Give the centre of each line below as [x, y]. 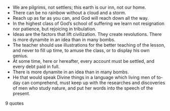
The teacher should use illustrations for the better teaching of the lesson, [89, 45]
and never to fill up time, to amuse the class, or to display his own [81, 50]
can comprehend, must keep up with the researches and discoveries [93, 83]
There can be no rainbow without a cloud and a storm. [69, 13]
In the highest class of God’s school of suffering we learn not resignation [89, 23]
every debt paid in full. [36, 66]
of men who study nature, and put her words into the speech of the [83, 88]
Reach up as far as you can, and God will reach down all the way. [80, 18]
